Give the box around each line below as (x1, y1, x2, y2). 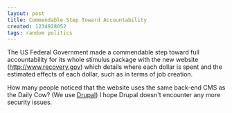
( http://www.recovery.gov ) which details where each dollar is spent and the (7, 63, 223, 71)
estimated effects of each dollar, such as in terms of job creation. (7, 70, 193, 79)
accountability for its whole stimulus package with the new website (7, 56, 199, 64)
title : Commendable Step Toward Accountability (7, 17, 148, 23)
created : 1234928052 (7, 23, 67, 30)
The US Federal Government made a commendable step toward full (7, 48, 199, 56)
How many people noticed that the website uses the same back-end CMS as (7, 83, 226, 92)
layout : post (7, 10, 45, 17)
